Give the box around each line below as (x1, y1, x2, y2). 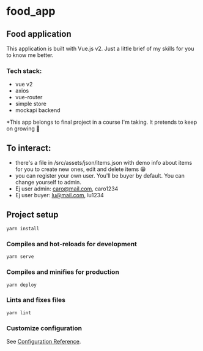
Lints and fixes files (6, 296, 66, 304)
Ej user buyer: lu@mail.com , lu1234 (15, 192, 104, 199)
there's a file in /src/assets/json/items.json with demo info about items (15, 159, 193, 167)
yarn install (6, 225, 40, 232)
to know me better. (6, 51, 54, 59)
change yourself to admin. (15, 179, 81, 186)
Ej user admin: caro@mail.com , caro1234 (15, 185, 119, 192)
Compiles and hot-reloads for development (6, 240, 138, 248)
